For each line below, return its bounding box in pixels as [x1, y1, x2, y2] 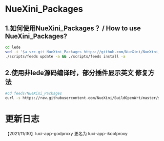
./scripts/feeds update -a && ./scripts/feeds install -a [5, 54, 125, 59]
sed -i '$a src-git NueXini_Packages [5, 49, 82, 54]
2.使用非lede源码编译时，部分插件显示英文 [5, 69, 134, 77]
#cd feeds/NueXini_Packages [5, 91, 62, 96]
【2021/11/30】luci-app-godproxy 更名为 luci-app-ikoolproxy [5, 131, 128, 137]
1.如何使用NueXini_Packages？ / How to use [5, 24, 141, 32]
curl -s [5, 96, 21, 101]
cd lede [5, 45, 21, 50]
